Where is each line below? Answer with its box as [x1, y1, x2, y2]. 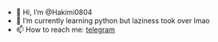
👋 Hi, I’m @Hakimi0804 [15, 8, 93, 17]
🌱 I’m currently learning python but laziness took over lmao [15, 16, 210, 25]
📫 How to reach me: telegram [15, 25, 116, 34]
